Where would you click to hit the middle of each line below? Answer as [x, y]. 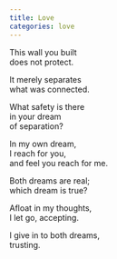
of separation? [36, 126]
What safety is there [47, 106]
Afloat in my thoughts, [51, 208]
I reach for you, [38, 153]
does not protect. [42, 62]
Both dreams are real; [50, 180]
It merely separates [45, 79]
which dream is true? [49, 190]
